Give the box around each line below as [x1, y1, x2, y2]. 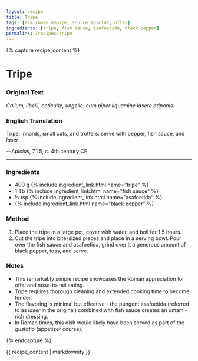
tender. [14, 294, 32, 301]
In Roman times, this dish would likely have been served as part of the [14, 319, 184, 326]
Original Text [6, 88, 44, 97]
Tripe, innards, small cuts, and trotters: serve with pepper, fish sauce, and [6, 130, 185, 137]
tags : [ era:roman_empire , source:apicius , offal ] [6, 19, 131, 25]
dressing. [25, 313, 48, 320]
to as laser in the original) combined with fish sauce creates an [14, 306, 167, 313]
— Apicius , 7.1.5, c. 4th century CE [6, 147, 88, 155]
